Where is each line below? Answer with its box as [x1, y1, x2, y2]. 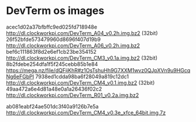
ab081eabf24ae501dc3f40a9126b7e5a [6, 103, 99, 110]
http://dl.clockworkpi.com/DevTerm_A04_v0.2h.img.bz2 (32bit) [6, 29, 158, 36]
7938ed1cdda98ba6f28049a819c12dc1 [35, 73, 129, 80]
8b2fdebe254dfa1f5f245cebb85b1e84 [6, 60, 98, 68]
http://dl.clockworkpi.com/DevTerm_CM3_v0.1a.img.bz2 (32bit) [6, 54, 158, 61]
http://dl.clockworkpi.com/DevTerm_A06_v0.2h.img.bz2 [6, 42, 140, 49]
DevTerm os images [6, 4, 105, 18]
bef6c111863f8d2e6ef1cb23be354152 [6, 48, 97, 55]
